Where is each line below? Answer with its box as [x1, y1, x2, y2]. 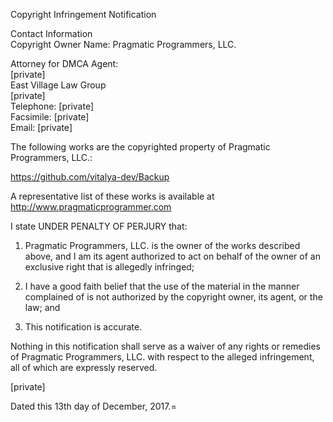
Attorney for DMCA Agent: [10, 58, 119, 69]
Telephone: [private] [10, 100, 94, 112]
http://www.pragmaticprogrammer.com [10, 201, 172, 213]
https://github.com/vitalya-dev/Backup [10, 171, 170, 183]
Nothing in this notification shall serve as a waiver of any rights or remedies [10, 340, 322, 352]
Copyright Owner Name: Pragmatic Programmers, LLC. [10, 39, 237, 50]
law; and [24, 302, 61, 313]
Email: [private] [10, 122, 73, 133]
